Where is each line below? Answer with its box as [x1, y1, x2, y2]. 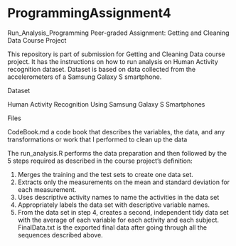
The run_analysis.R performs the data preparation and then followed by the [7, 149, 227, 157]
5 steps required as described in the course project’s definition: [7, 156, 193, 165]
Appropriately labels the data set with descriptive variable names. [17, 200, 210, 209]
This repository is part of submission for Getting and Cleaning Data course [7, 50, 225, 58]
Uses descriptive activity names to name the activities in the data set [17, 193, 220, 201]
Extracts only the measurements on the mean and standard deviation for [17, 178, 230, 186]
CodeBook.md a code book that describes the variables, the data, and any [7, 127, 225, 136]
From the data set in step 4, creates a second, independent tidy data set [17, 208, 229, 216]
